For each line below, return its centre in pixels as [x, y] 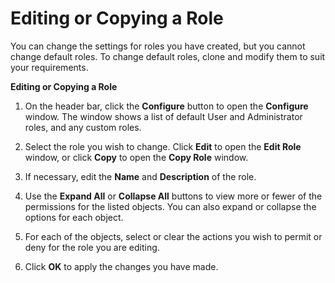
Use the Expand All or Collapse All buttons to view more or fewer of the [173, 196]
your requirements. [49, 67]
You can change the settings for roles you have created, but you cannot [158, 46]
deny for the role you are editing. [92, 247]
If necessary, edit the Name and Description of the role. [140, 176]
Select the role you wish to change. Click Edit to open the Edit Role [163, 146]
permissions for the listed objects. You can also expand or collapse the [170, 206]
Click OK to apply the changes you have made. [121, 266]
